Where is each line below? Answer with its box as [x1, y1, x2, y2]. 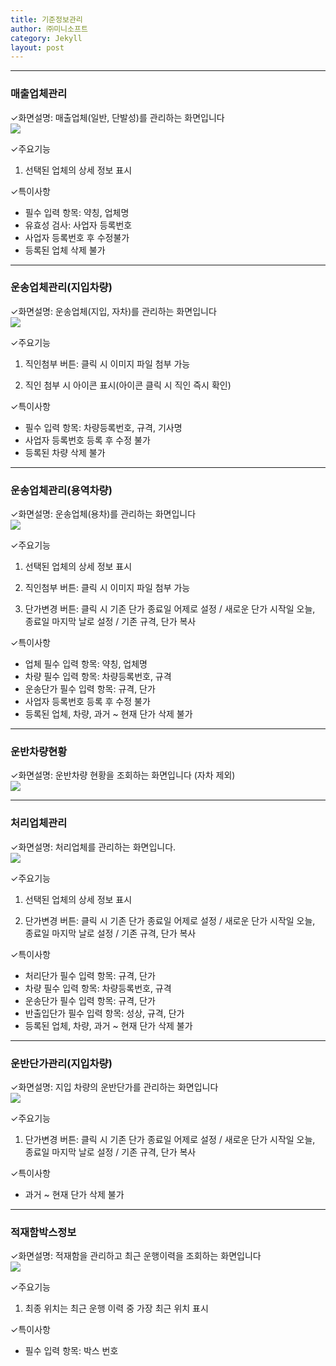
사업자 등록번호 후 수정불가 [24, 231, 130, 243]
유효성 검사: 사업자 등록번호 [24, 219, 133, 231]
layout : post [10, 42, 65, 53]
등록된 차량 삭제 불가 [24, 446, 106, 458]
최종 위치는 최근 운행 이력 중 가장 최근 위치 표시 [24, 1302, 209, 1315]
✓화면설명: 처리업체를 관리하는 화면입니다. [10, 841, 177, 853]
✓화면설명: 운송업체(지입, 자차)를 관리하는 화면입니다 [10, 305, 217, 317]
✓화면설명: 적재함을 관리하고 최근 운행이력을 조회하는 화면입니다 [10, 1250, 262, 1262]
